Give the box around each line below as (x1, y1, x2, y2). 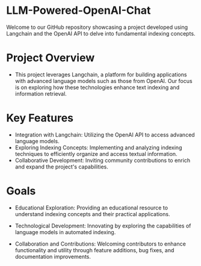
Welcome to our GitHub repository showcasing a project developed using (6, 23, 188, 31)
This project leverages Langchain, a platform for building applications (14, 70, 187, 78)
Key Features (6, 111, 74, 125)
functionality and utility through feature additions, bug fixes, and (14, 246, 175, 253)
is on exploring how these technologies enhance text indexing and (14, 84, 179, 91)
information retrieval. (14, 90, 67, 97)
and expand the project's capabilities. (14, 163, 108, 170)
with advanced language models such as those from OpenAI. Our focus (14, 77, 193, 84)
